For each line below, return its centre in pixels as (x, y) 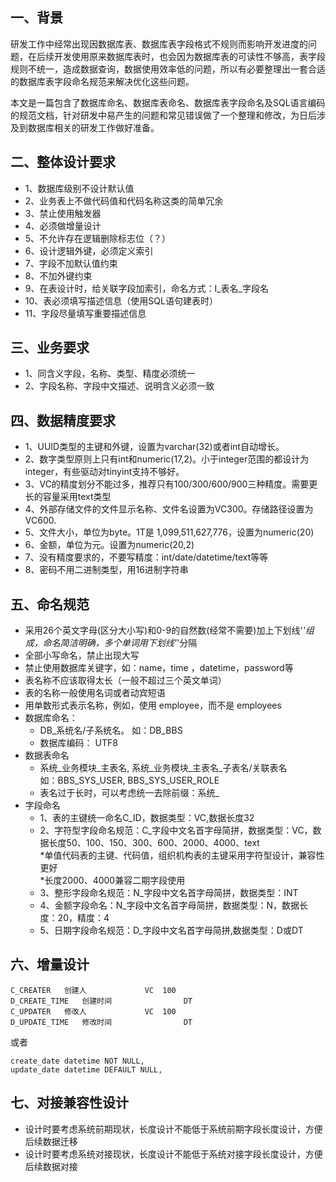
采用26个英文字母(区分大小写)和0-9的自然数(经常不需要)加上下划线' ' (165, 630)
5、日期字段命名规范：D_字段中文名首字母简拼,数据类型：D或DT (171, 930)
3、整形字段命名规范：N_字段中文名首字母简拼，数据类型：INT (169, 893)
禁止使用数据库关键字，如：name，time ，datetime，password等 (159, 668)
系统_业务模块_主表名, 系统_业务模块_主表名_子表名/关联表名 (163, 768)
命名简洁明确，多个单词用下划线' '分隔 (120, 643)
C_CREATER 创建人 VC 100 (93, 990)
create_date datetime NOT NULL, (77, 1061)
